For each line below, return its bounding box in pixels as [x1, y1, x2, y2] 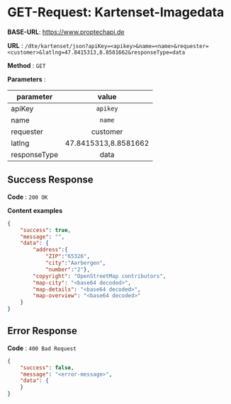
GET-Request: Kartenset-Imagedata [7, 4, 225, 21]
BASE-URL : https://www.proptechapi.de [7, 28, 125, 36]
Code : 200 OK [7, 192, 48, 201]
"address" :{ [33, 246, 69, 253]
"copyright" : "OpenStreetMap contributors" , [33, 272, 167, 279]
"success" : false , [20, 364, 74, 371]
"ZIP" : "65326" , [45, 253, 91, 260]
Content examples [7, 206, 63, 214]
